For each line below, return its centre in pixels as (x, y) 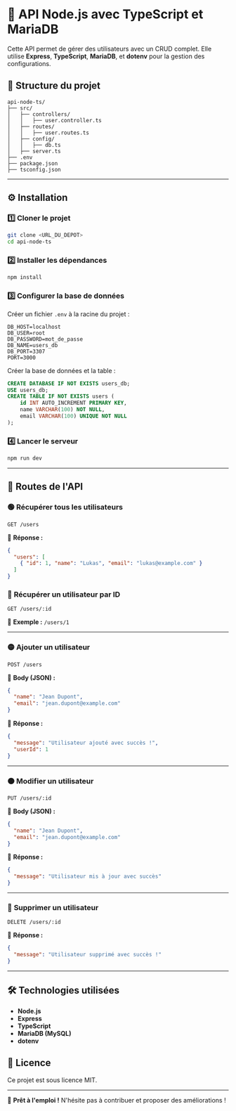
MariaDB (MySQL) (44, 1033)
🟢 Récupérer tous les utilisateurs (65, 507)
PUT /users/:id (29, 798)
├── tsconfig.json (34, 169)
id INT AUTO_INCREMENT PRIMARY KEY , (74, 403)
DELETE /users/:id (34, 922)
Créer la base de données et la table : (61, 370)
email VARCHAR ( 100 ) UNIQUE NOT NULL (74, 416)
